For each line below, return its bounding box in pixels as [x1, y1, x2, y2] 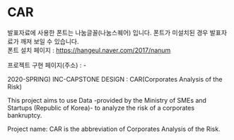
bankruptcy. [7, 110, 42, 120]
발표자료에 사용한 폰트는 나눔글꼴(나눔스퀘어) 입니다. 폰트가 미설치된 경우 [7, 28, 209, 37]
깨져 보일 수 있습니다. [20, 37, 79, 46]
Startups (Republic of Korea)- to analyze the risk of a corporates [7, 103, 195, 112]
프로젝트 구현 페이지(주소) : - [7, 61, 87, 69]
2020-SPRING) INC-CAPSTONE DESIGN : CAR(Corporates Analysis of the [7, 75, 223, 83]
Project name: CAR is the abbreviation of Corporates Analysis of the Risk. [7, 125, 221, 133]
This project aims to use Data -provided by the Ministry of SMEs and [7, 96, 207, 104]
